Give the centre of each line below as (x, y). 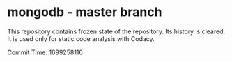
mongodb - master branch (85, 12)
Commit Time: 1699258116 (45, 52)
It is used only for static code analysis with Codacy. (81, 38)
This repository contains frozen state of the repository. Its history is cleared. (116, 31)
